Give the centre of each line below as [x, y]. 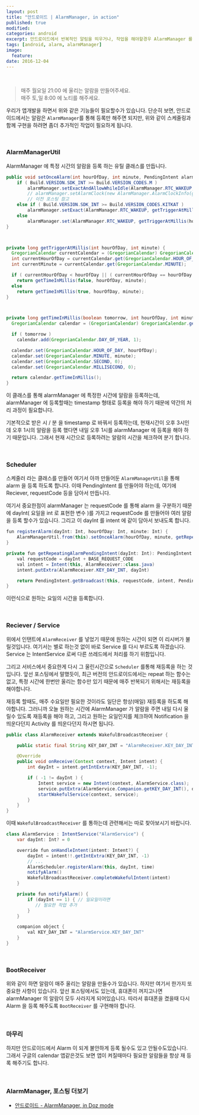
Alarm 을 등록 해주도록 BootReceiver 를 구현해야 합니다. [71, 1006]
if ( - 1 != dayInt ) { [55, 778]
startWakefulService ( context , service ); [88, 794]
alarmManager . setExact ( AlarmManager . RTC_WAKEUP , [89, 210]
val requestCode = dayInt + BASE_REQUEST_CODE [75, 559]
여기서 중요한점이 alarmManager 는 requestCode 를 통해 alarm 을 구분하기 [94, 506]
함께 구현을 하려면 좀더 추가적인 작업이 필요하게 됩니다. [69, 125]
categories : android [32, 34]
